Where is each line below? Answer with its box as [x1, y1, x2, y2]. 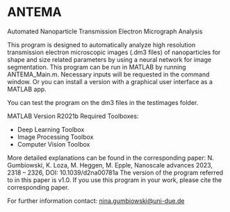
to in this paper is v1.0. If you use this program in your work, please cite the [7, 175, 222, 184]
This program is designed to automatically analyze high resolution [7, 40, 196, 49]
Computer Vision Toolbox [17, 140, 90, 148]
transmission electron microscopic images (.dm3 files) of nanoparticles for [7, 48, 221, 56]
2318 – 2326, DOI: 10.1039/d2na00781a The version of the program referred [7, 168, 224, 177]
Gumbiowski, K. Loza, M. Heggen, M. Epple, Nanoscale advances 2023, [7, 161, 213, 169]
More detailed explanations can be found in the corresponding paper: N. [7, 154, 214, 162]
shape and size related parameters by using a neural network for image [7, 55, 212, 63]
